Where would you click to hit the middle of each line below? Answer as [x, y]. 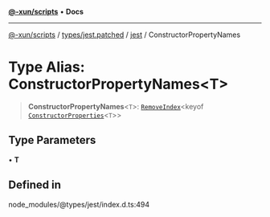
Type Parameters [52, 140]
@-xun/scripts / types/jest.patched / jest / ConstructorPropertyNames [125, 35]
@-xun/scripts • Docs [46, 12]
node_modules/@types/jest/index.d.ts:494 [79, 204]
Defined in [35, 185]
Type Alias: [47, 67]
